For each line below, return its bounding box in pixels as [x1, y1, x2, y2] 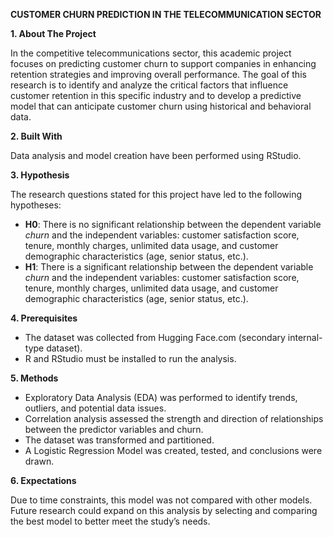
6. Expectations [10, 475, 77, 486]
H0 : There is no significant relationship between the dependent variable [24, 219, 322, 230]
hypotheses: [10, 199, 62, 211]
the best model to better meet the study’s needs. [10, 515, 211, 527]
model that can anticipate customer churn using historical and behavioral [10, 100, 312, 112]
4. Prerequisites [10, 312, 78, 324]
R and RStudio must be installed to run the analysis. [24, 353, 237, 364]
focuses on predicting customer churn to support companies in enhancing [10, 58, 317, 69]
